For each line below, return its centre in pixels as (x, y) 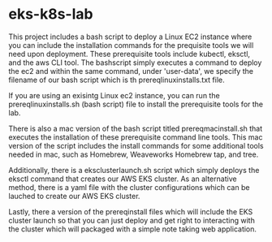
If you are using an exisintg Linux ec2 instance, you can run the (114, 95)
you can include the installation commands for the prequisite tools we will (131, 45)
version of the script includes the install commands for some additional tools (136, 145)
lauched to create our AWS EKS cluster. (74, 196)
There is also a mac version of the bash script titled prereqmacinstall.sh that (136, 128)
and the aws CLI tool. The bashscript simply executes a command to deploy (135, 63)
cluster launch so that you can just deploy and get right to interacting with (132, 220)
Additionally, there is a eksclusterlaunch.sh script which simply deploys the (134, 170)
